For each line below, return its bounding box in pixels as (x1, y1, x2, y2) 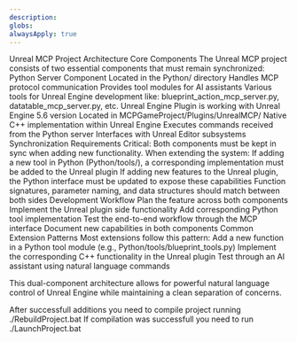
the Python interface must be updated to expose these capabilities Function (9, 176, 286, 187)
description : (9, 12, 58, 22)
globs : (9, 21, 34, 30)
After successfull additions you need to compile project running (9, 305, 241, 315)
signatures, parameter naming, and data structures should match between (9, 185, 281, 196)
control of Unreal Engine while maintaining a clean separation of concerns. (9, 287, 282, 298)
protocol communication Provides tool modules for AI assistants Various (9, 82, 272, 93)
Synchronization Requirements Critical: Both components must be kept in (9, 138, 277, 149)
